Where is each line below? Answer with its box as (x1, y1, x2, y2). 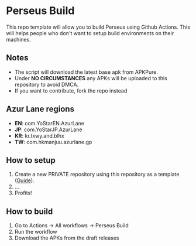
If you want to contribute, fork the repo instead (14, 87, 128, 94)
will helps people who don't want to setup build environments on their (6, 29, 174, 36)
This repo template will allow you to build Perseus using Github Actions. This (6, 23, 190, 30)
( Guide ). (14, 177, 35, 184)
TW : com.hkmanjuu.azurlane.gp (14, 138, 92, 145)
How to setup (6, 155, 56, 165)
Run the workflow (14, 228, 57, 235)
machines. (6, 36, 31, 43)
